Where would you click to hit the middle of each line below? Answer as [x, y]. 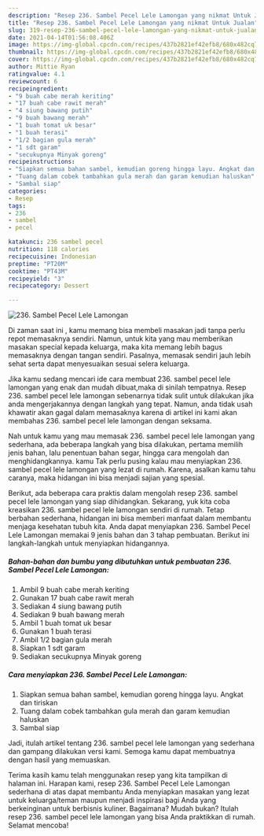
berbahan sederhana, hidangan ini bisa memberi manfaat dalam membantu [130, 518]
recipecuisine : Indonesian [52, 257]
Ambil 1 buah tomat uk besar [66, 623]
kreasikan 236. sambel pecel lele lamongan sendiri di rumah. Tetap [116, 510]
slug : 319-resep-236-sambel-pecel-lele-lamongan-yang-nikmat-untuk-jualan [133, 30]
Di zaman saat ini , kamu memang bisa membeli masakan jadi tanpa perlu [127, 331]
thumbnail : [26, 52]
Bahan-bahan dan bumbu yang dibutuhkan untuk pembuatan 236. [120, 561]
